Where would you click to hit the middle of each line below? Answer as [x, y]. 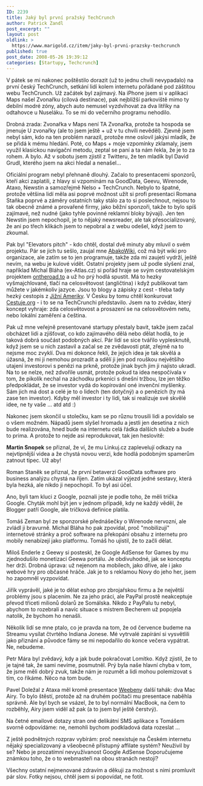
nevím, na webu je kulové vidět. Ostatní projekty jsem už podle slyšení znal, [101, 263]
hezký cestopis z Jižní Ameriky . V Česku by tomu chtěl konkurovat [89, 296]
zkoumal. [18, 232]
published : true [27, 52]
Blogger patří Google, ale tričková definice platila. [68, 509]
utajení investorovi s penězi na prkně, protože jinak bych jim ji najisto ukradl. [101, 365]
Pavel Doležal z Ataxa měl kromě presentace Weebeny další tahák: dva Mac [101, 689]
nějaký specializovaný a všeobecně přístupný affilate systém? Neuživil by [98, 745]
